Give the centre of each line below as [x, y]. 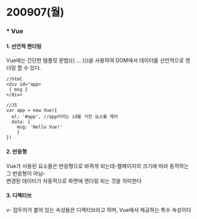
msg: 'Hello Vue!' [40, 127]
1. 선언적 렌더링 [24, 46]
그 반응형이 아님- [26, 173]
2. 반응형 [17, 151]
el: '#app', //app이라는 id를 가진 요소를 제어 [65, 117]
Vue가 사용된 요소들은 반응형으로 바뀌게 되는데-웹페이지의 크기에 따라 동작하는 [98, 166]
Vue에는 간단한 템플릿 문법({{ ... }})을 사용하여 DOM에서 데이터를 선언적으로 [95, 61]
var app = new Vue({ [32, 111]
